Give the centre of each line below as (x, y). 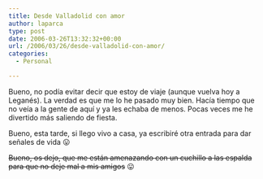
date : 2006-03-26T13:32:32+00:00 (65, 39)
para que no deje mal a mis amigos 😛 (72, 166)
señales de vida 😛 (39, 142)
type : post (27, 31)
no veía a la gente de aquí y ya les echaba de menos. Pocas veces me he (131, 109)
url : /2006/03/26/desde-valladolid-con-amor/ (86, 46)
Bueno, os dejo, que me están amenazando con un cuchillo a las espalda (130, 157)
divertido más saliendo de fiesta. (63, 117)
